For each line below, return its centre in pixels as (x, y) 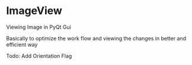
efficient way (22, 45)
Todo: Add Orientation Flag (39, 56)
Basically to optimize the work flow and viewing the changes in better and (96, 38)
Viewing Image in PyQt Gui (39, 27)
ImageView (34, 11)
